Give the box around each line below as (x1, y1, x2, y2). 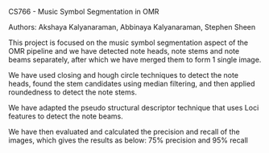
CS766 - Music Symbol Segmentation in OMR (8, 7, 159, 16)
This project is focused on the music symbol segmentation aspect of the (8, 38, 248, 47)
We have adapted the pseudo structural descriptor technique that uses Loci (8, 103, 259, 112)
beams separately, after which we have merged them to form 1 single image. (8, 55, 262, 64)
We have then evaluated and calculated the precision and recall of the (8, 127, 240, 136)
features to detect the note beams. (8, 111, 123, 121)
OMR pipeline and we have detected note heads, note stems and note (8, 46, 240, 55)
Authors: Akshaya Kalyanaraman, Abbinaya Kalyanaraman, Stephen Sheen (8, 22, 256, 31)
